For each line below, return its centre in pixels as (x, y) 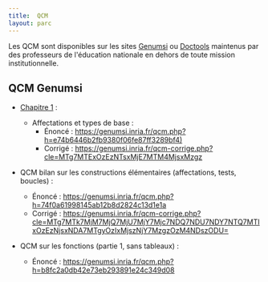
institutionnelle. (33, 63)
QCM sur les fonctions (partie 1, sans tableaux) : (99, 246)
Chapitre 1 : (39, 107)
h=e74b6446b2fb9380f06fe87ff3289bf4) (113, 140)
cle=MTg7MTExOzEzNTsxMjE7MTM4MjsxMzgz (123, 157)
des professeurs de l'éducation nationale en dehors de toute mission (122, 54)
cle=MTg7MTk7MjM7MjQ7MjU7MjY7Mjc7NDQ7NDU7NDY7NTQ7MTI (146, 222)
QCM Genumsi (45, 88)
